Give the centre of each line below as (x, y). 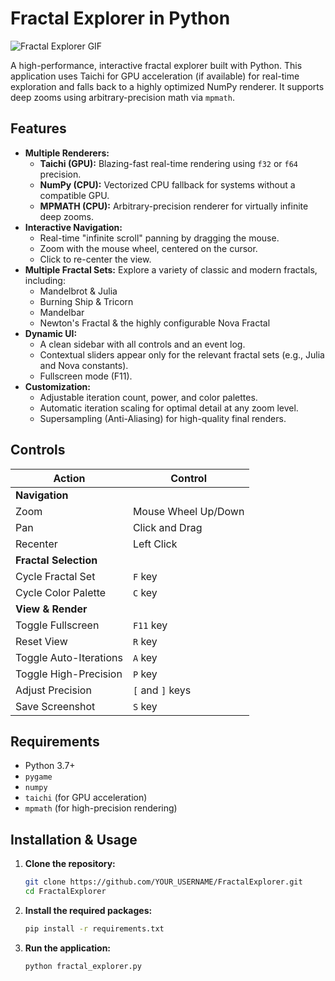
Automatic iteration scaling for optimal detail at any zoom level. (169, 408)
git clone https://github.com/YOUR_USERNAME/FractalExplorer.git (163, 882)
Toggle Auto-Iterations (69, 657)
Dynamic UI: (51, 333)
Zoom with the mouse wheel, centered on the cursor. (148, 248)
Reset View (41, 641)
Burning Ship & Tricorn (86, 301)
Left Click (155, 544)
